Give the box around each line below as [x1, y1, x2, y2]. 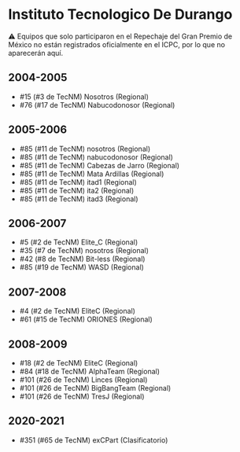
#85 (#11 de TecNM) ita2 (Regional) [19, 186, 135, 195]
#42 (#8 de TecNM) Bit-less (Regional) [19, 254, 146, 264]
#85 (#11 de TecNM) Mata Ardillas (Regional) [19, 169, 164, 178]
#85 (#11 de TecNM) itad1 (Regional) [19, 177, 138, 186]
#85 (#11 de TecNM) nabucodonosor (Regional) [19, 152, 173, 162]
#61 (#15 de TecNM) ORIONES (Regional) [19, 314, 153, 324]
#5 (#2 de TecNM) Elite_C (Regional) [19, 237, 138, 247]
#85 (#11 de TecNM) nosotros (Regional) [19, 144, 151, 153]
